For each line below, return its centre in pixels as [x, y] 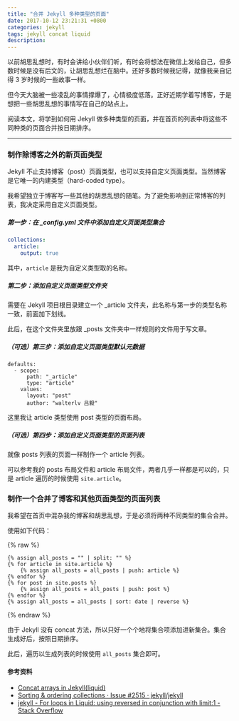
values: [31, 389]
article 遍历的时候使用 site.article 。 [70, 478]
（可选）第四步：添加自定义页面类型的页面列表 [76, 435]
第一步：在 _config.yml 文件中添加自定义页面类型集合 [86, 223]
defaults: [22, 364]
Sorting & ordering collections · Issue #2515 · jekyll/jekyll [100, 695]
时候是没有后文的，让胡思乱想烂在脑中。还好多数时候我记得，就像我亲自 [119, 71]
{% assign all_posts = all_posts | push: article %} [100, 571]
